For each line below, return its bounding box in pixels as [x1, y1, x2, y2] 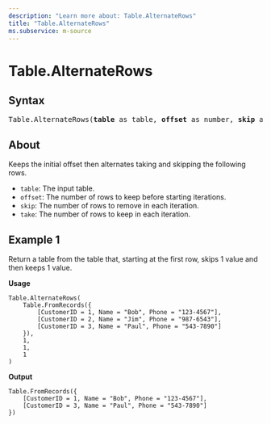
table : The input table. [19, 183, 95, 194]
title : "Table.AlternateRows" [8, 19, 110, 27]
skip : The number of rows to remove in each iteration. [19, 201, 199, 211]
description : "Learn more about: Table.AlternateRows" [8, 11, 197, 20]
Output [8, 372, 33, 381]
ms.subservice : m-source [8, 27, 92, 35]
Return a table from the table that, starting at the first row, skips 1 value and [8, 254, 258, 263]
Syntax [8, 94, 45, 107]
